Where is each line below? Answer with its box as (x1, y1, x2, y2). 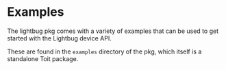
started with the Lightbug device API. (7, 34, 112, 42)
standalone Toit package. (7, 54, 79, 62)
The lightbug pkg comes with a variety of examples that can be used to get (7, 27, 219, 35)
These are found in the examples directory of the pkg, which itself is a (7, 47, 202, 56)
